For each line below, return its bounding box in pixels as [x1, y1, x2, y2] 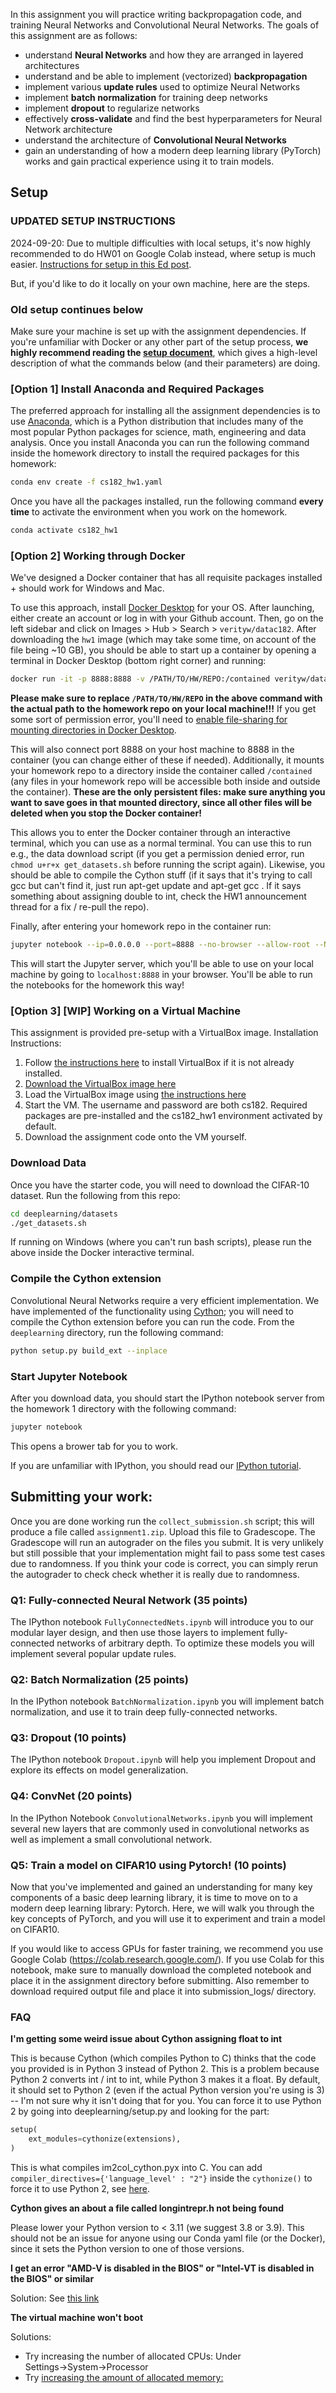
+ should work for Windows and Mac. [10, 582, 165, 594]
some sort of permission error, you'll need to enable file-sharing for [10, 714, 288, 726]
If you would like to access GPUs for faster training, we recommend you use [10, 1943, 324, 1955]
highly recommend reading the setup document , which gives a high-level [10, 346, 318, 358]
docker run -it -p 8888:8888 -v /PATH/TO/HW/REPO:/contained [10, 674, 271, 684]
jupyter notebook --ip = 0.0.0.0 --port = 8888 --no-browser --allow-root [10, 940, 311, 950]
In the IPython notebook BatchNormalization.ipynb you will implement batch [10, 1695, 325, 1708]
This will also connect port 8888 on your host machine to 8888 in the [10, 744, 295, 756]
